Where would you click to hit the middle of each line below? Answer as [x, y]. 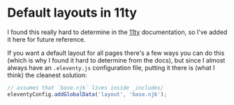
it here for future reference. [46, 39]
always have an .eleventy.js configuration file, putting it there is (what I [111, 67]
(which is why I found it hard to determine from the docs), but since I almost [116, 60]
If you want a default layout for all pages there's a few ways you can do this [116, 53]
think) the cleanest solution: [47, 75]
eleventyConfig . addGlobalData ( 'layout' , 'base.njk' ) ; [87, 94]
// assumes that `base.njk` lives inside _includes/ [86, 88]
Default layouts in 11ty [72, 13]
